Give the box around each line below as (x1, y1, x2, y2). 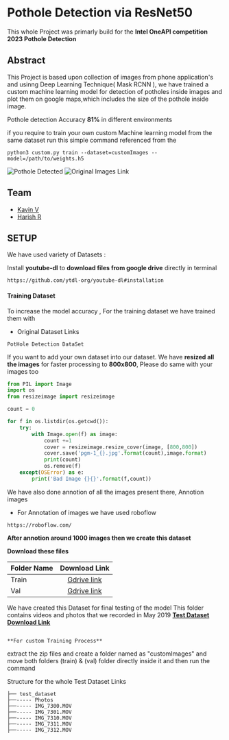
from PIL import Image (7, 381, 72, 387)
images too (7, 367, 39, 375)
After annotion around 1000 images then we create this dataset (7, 534, 191, 542)
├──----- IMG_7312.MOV (7, 726, 72, 733)
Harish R (16, 213, 42, 221)
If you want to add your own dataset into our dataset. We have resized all (7, 353, 215, 361)
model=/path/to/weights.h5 (7, 155, 84, 162)
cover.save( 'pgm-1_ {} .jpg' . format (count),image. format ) (43, 450, 207, 457)
